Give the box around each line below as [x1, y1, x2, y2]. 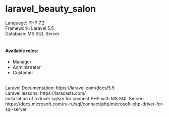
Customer [12, 69, 34, 76]
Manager [12, 59, 32, 65]
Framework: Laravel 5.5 [5, 25, 54, 31]
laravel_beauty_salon [5, 3, 96, 15]
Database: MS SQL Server [5, 30, 60, 36]
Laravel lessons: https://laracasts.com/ [5, 90, 86, 96]
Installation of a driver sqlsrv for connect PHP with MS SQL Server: [5, 96, 144, 102]
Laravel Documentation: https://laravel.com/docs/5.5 [5, 85, 115, 91]
